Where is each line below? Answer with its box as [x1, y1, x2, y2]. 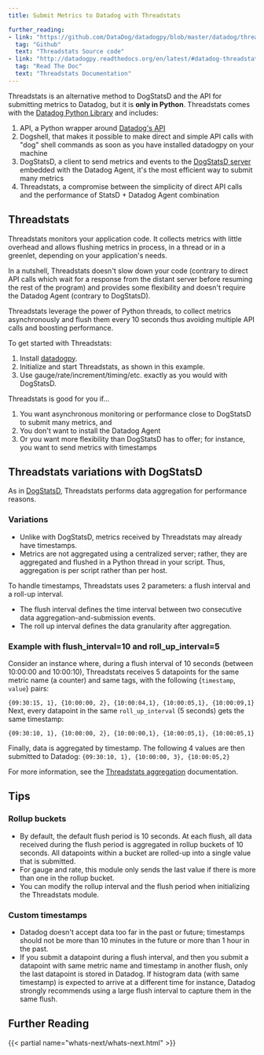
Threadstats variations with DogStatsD [8, 465, 203, 479]
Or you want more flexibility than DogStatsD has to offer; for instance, [19, 434, 246, 443]
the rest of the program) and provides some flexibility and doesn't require [8, 283, 246, 292]
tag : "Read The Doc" [15, 62, 82, 71]
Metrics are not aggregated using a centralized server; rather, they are [19, 549, 247, 558]
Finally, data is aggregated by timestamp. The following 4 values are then [8, 743, 245, 753]
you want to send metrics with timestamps [19, 442, 157, 452]
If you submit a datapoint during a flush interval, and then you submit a [19, 952, 249, 961]
